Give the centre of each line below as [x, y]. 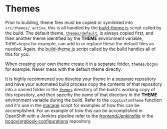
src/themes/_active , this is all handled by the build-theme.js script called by [83, 27]
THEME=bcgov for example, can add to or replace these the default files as [79, 43]
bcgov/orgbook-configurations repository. [48, 121]
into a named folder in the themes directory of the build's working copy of [80, 89]
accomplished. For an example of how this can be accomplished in [74, 111]
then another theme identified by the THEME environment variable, [74, 38]
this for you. [17, 54]
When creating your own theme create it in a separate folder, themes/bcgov [82, 64]
